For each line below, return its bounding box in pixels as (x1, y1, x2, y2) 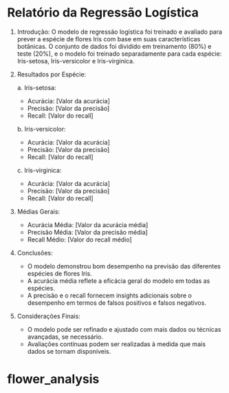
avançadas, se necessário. (27, 332, 103, 341)
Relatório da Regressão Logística (7, 5, 199, 21)
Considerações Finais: (17, 312, 80, 320)
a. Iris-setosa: (17, 83, 56, 92)
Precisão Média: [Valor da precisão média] (27, 228, 148, 236)
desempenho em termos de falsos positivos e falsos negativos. (27, 298, 206, 307)
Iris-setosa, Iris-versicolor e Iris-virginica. (17, 56, 135, 65)
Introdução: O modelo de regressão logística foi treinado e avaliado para (17, 28, 222, 36)
